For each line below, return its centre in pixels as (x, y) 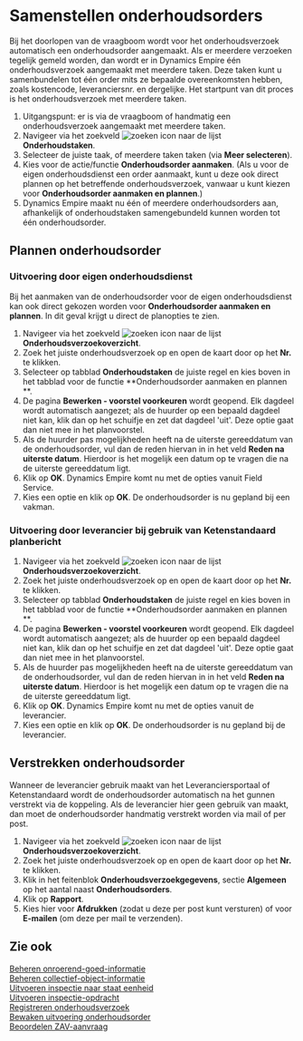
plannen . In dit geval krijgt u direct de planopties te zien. (114, 316)
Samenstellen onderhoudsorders (136, 16)
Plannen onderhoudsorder (85, 251)
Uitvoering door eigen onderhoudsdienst (101, 277)
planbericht (35, 541)
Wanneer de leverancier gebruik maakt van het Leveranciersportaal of (140, 784)
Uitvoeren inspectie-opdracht (65, 997)
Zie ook (31, 947)
